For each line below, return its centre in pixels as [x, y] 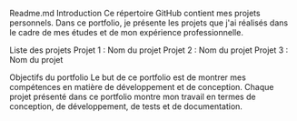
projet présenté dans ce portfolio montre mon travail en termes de [133, 96]
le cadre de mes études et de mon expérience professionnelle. [126, 32]
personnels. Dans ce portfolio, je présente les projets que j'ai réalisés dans [149, 23]
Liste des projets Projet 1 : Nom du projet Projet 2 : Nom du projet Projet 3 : [149, 50]
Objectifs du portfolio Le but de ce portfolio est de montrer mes [128, 77]
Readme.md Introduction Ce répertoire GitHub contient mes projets [135, 13]
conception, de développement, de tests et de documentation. [126, 106]
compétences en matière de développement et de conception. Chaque [142, 87]
